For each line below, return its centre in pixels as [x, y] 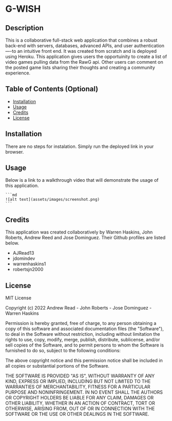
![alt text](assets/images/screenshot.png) [53, 200]
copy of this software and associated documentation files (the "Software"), [85, 329]
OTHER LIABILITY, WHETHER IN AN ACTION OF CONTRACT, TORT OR [80, 403]
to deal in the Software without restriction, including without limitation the [83, 334]
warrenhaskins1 [29, 264]
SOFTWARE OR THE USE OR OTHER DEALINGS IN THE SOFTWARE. [77, 414]
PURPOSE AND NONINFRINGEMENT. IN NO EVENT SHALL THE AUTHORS [84, 392]
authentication [149, 46]
